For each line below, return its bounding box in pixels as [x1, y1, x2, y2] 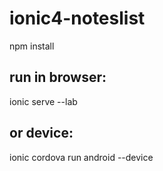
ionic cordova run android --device [9, 151, 154, 163]
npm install [9, 40, 55, 52]
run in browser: [9, 69, 107, 86]
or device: [9, 125, 74, 142]
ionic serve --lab [9, 95, 78, 107]
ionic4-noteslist [9, 7, 146, 30]
